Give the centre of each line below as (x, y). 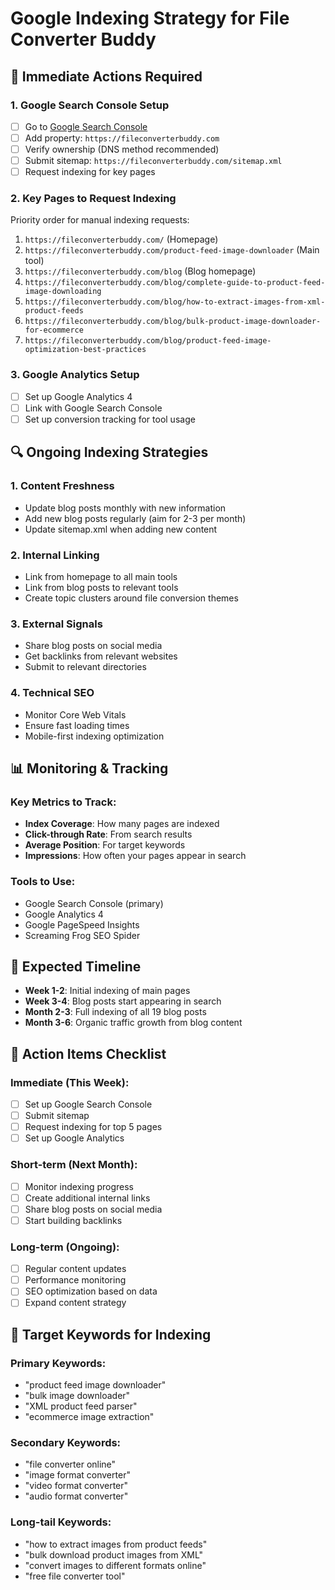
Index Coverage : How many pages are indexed (122, 824)
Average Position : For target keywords (105, 845)
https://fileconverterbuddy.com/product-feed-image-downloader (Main (172, 250)
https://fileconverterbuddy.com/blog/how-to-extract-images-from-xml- (175, 302)
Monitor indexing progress (79, 1186)
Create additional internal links (87, 1198)
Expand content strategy (75, 1303)
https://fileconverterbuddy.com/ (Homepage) (121, 239)
